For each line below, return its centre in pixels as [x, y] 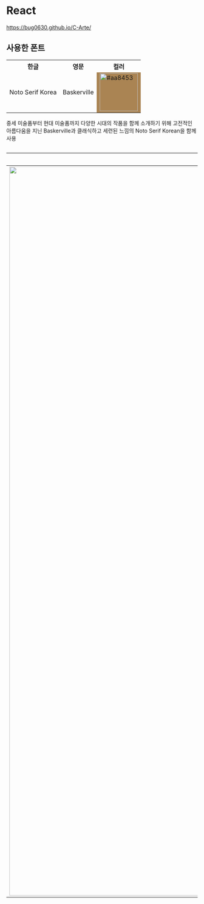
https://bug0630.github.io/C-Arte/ [49, 27]
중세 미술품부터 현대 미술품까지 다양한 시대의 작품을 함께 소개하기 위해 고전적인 [100, 123]
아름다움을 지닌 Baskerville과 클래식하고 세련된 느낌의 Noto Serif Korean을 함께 [101, 131]
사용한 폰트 [26, 48]
